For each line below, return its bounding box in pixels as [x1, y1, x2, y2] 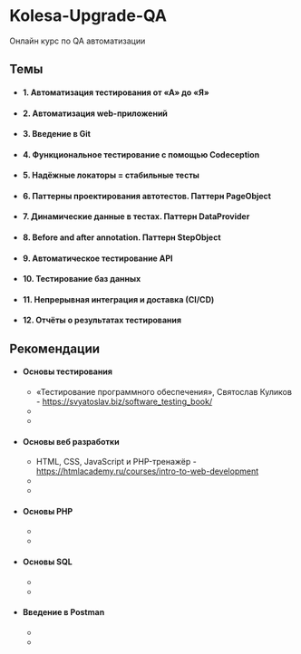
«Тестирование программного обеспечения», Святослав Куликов [35, 387, 293, 398]
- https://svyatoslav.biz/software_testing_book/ [35, 396, 213, 408]
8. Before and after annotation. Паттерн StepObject [22, 232, 221, 243]
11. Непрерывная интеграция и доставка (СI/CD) [22, 293, 215, 304]
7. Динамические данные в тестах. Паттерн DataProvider [22, 211, 250, 222]
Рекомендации [9, 341, 101, 356]
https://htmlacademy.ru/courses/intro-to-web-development [35, 466, 259, 476]
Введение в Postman [22, 607, 105, 618]
